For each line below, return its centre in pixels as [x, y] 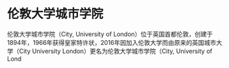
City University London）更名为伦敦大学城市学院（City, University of [116, 51]
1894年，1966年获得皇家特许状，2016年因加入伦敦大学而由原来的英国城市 [112, 42]
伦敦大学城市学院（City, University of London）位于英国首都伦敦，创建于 [110, 34]
